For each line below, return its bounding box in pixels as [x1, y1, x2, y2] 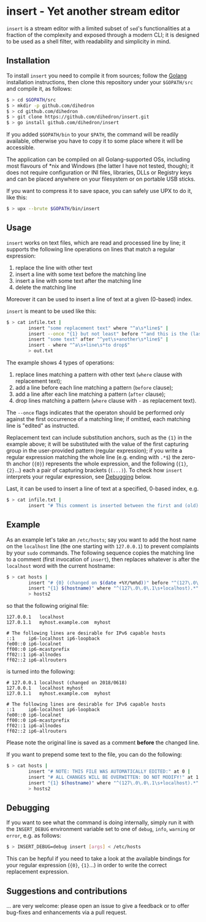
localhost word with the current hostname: [6, 562, 115, 569]
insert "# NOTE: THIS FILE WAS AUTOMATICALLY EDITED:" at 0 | [28, 768, 191, 774]
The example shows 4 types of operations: [6, 359, 115, 366]
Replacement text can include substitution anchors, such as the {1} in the [6, 434, 192, 441]
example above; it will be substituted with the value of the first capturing [6, 441, 189, 448]
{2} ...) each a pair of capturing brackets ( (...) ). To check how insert [6, 467, 183, 474]
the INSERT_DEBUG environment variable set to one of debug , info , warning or [6, 825, 196, 833]
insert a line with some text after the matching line [15, 277, 142, 284]
